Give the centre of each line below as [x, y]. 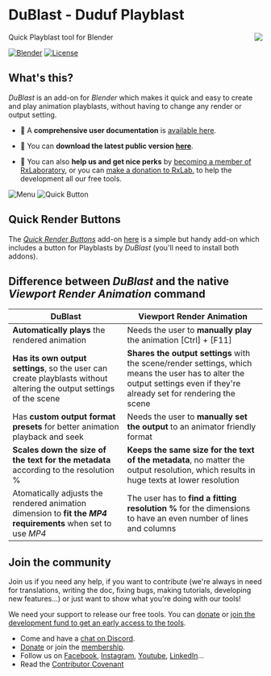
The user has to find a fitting [182, 499]
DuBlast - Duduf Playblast [96, 15]
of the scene [36, 399]
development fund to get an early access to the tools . [97, 623]
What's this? [41, 78]
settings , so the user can [60, 368]
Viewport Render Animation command [107, 294]
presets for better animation [66, 427]
